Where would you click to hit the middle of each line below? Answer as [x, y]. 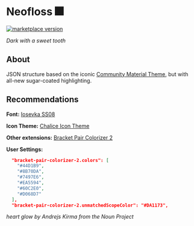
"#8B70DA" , [31, 172]
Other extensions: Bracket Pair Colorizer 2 [60, 137]
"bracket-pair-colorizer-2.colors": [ [61, 160]
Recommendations [42, 99]
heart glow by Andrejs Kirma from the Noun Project [70, 217]
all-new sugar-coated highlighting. [49, 80]
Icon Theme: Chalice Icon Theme [48, 126]
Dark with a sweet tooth [36, 40]
